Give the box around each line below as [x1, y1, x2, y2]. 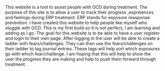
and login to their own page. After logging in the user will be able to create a [5, 35, 160, 41]
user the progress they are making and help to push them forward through [5, 56, 157, 62]
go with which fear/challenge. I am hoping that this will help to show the [5, 51, 151, 57]
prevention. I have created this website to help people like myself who [5, 20, 147, 25]
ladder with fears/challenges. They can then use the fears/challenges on [5, 41, 153, 46]
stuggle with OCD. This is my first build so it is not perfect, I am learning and [5, 25, 160, 31]
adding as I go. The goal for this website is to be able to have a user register [5, 30, 160, 36]
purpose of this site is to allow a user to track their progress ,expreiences [5, 9, 154, 15]
